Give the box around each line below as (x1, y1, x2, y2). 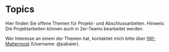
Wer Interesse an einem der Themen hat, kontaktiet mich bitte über (5, 35, 146, 41)
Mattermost (5, 40, 30, 46)
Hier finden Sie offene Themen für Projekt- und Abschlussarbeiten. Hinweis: (5, 20, 165, 26)
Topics (5, 4, 35, 15)
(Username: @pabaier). (30, 40, 80, 46)
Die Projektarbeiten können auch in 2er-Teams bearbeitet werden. (5, 25, 144, 31)
